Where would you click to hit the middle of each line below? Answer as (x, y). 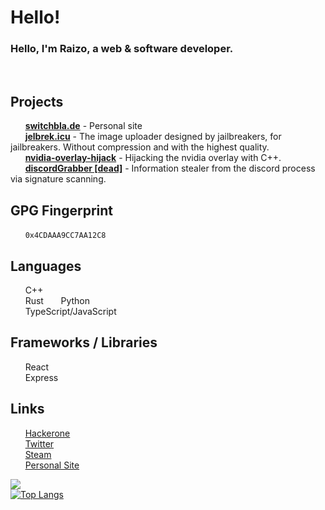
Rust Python (57, 300)
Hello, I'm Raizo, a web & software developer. (122, 49)
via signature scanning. (58, 179)
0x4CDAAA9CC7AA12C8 (65, 236)
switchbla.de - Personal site (83, 126)
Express (41, 377)
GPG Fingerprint (62, 210)
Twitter (39, 443)
